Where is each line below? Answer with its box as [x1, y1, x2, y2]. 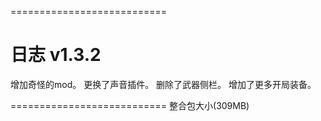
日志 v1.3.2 [10, 44, 102, 66]
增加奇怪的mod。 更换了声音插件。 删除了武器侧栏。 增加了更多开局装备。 [10, 78, 317, 90]
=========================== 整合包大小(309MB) [10, 99, 250, 111]
